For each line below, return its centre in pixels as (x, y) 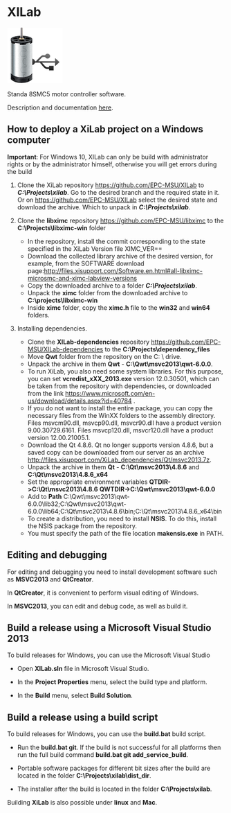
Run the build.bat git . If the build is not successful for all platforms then (119, 748)
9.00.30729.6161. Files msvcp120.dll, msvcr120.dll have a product (120, 430)
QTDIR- (160, 482)
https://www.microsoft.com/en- (110, 393)
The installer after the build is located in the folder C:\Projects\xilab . (114, 789)
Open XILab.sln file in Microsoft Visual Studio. (83, 669)
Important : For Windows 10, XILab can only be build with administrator (108, 157)
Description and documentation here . (60, 107)
